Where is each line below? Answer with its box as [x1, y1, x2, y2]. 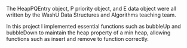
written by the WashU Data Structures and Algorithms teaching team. [6, 11, 176, 18]
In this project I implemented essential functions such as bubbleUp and [6, 23, 181, 30]
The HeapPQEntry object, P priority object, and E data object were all [6, 5, 177, 12]
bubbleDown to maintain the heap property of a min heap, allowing [6, 29, 171, 36]
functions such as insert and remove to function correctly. [6, 36, 149, 42]
